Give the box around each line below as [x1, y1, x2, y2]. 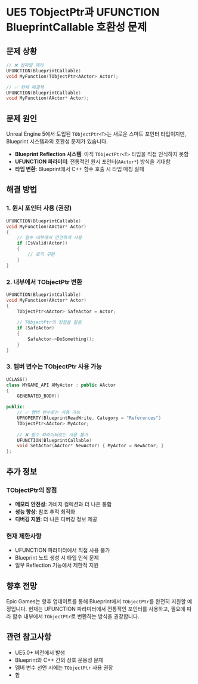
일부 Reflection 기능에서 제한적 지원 [14, 561, 99, 569]
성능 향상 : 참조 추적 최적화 [14, 508, 76, 515]
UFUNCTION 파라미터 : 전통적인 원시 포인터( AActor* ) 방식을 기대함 [14, 158, 171, 165]
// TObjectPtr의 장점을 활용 [17, 319, 82, 326]
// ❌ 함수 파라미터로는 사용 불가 [17, 432, 88, 438]
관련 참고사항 [6, 632, 52, 642]
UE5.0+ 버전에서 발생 [14, 649, 66, 656]
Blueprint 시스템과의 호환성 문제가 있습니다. [6, 138, 109, 145]
